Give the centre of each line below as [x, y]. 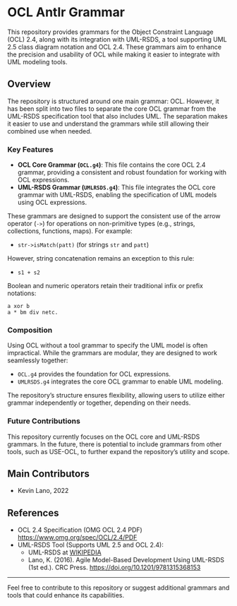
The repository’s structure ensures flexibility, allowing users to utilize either [116, 396]
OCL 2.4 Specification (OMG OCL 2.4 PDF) [80, 530]
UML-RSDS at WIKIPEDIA [65, 552]
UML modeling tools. [37, 61]
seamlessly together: [38, 360]
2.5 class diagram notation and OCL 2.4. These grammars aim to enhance [115, 47]
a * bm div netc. [33, 313]
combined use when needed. [50, 131]
